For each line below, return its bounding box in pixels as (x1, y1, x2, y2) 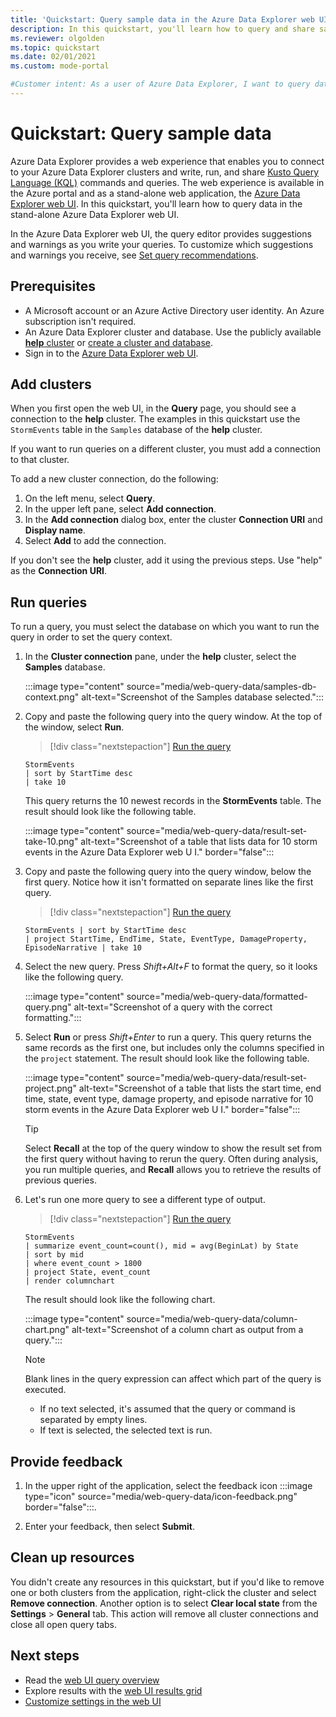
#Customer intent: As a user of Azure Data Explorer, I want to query (10, 79, 311, 90)
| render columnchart (24, 1276, 115, 1286)
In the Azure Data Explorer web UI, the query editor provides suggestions (10, 227, 312, 240)
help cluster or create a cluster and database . (24, 336, 214, 348)
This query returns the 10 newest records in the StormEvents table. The (24, 795, 322, 807)
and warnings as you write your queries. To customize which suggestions (10, 238, 314, 250)
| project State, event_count (24, 1267, 152, 1278)
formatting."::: (24, 1012, 82, 1024)
